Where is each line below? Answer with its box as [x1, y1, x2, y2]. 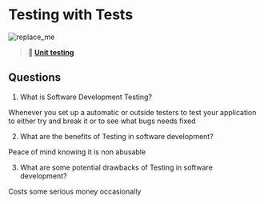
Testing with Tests [8, 6, 134, 24]
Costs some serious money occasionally [8, 186, 142, 196]
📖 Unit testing [27, 47, 74, 57]
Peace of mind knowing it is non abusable [8, 146, 146, 157]
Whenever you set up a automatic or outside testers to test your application [8, 107, 257, 117]
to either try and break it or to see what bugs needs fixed [8, 116, 196, 126]
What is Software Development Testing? [19, 92, 153, 102]
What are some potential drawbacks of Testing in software [19, 162, 214, 172]
